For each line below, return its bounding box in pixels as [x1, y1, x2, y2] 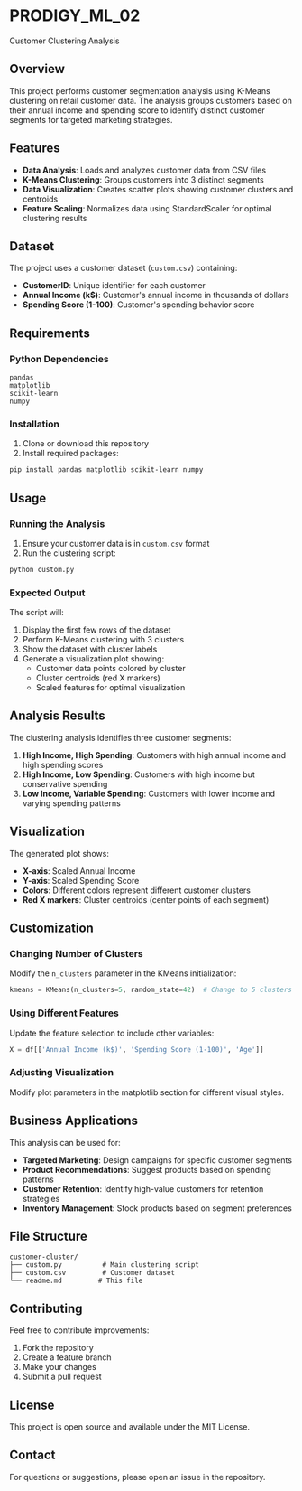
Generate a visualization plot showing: [22, 653, 165, 664]
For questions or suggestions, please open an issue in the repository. [9, 1471, 266, 1482]
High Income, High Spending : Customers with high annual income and [22, 749, 287, 760]
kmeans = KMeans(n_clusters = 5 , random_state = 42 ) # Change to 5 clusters [9, 986, 293, 995]
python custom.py [9, 565, 75, 574]
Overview [9, 61, 66, 77]
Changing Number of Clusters [9, 948, 144, 961]
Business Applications [9, 1113, 138, 1129]
